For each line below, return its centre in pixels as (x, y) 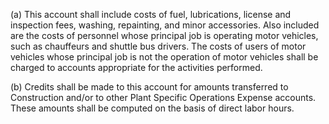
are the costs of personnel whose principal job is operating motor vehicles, (164, 35)
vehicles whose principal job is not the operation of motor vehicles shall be (164, 57)
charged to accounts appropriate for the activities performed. (136, 67)
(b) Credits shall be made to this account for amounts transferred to (149, 87)
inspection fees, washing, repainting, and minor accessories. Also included (165, 25)
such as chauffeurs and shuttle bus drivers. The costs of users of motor (158, 46)
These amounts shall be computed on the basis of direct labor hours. (152, 108)
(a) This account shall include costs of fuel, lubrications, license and (151, 14)
